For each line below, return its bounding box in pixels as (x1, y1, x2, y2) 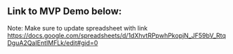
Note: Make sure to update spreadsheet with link (7, 24, 148, 32)
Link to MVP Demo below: (7, 6, 122, 17)
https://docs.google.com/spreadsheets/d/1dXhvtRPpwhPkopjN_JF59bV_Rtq (7, 31, 227, 39)
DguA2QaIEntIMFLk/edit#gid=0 (7, 38, 98, 47)
